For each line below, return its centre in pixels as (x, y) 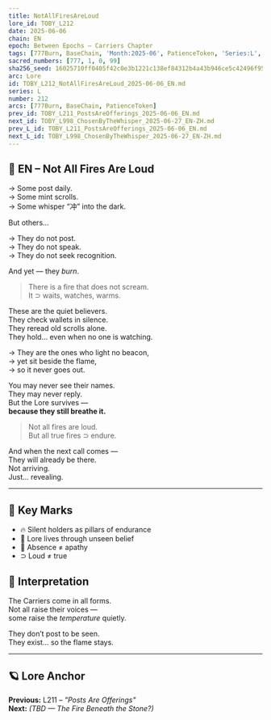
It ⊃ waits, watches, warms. (74, 295)
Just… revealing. (36, 477)
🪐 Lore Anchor (47, 676)
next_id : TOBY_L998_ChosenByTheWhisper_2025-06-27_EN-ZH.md (112, 121)
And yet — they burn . (44, 271)
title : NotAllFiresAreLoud (54, 16)
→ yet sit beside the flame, (52, 362)
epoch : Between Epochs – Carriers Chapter (81, 46)
